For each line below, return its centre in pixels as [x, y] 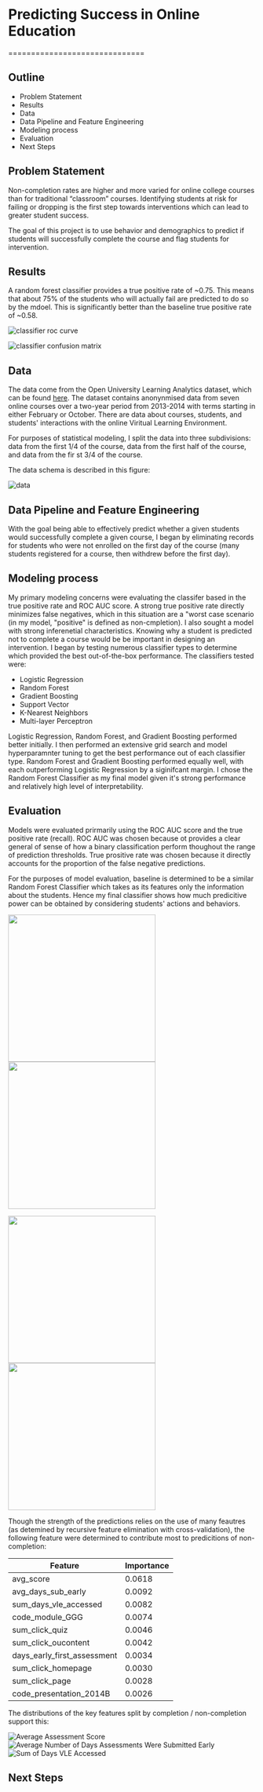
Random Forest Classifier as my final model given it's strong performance [127, 778]
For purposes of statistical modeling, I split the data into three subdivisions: [130, 438]
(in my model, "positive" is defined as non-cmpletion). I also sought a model [131, 622]
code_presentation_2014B [61, 1693]
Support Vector [44, 704]
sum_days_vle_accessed [57, 1604]
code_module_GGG [48, 1617]
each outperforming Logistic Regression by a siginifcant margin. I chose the [131, 769]
